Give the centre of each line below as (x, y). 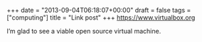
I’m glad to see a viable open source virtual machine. (84, 31)
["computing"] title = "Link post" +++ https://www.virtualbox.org (101, 17)
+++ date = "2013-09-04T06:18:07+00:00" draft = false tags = (99, 10)
